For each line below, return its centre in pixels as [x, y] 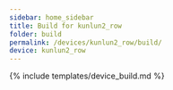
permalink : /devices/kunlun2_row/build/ [86, 42]
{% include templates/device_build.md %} [87, 76]
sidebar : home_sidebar [52, 17]
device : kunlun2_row [48, 51]
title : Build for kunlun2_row [66, 26]
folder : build [36, 34]
